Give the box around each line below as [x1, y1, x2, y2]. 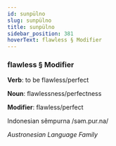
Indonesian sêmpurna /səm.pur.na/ [7, 117, 109, 126]
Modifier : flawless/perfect [7, 103, 84, 111]
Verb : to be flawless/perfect [7, 75, 89, 85]
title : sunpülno [7, 23, 55, 30]
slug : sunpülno [7, 17, 52, 24]
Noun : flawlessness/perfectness [7, 90, 102, 98]
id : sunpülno [7, 10, 46, 18]
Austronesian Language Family [7, 130, 98, 139]
